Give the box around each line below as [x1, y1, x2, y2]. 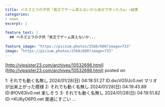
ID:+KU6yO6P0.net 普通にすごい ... [5, 96, 76, 102]
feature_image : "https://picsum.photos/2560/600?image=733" [5, 44, 132, 49]
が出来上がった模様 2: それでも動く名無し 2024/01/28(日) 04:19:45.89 [5, 83, 147, 89]
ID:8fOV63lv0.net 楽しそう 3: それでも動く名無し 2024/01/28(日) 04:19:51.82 [5, 90, 161, 96]
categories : [5, 12, 30, 17]
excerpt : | [5, 21, 28, 26]
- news [5, 16, 19, 21]
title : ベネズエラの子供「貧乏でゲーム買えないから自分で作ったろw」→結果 [5, 7, 138, 12]
